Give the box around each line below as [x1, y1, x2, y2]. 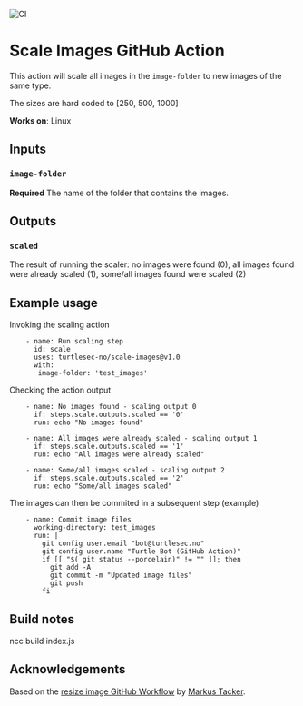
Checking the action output [9, 384, 112, 395]
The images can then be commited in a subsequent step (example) [9, 498, 259, 509]
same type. [9, 80, 52, 91]
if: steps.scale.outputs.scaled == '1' [33, 442, 184, 452]
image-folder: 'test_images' [37, 369, 148, 378]
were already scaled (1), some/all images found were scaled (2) [9, 269, 247, 280]
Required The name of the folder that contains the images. [9, 187, 230, 198]
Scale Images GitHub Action [9, 41, 225, 61]
